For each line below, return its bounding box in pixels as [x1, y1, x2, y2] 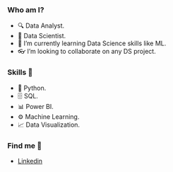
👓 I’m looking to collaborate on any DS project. [17, 47, 157, 56]
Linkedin [17, 156, 43, 165]
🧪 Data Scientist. [17, 32, 66, 40]
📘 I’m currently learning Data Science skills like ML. [17, 39, 167, 47]
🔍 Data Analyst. [17, 21, 65, 30]
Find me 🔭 [7, 140, 42, 150]
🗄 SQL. [17, 91, 39, 100]
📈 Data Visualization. [17, 120, 80, 129]
